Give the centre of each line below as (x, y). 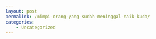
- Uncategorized (36, 27)
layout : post (21, 11)
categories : (20, 22)
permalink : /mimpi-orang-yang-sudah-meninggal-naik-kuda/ (78, 17)
